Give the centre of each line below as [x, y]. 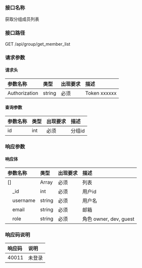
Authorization [23, 93]
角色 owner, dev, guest [108, 219]
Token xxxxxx [101, 93]
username [24, 200]
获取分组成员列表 [22, 19]
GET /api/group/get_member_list [38, 44]
